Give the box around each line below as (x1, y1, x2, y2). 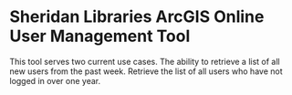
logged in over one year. (9, 75, 101, 86)
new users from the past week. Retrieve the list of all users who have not (9, 66, 283, 77)
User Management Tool (9, 26, 191, 47)
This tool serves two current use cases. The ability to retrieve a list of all (9, 56, 280, 67)
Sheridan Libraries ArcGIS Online (9, 6, 265, 27)
